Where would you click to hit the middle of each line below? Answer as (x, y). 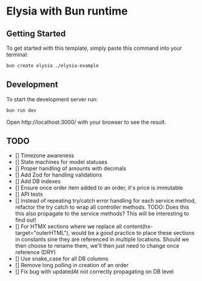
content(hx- (138, 226)
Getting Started (36, 34)
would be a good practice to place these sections (133, 233)
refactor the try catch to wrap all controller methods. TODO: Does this (102, 207)
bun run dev (21, 110)
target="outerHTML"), (42, 233)
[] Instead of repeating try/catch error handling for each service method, (105, 201)
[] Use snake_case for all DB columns (62, 259)
